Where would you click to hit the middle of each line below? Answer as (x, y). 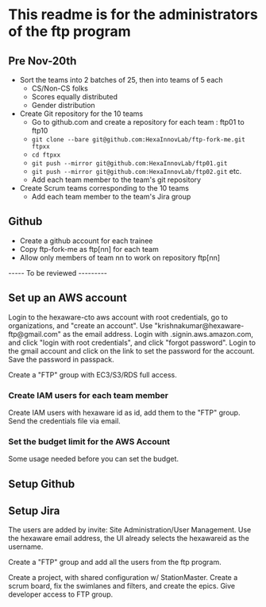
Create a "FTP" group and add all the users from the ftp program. (115, 563)
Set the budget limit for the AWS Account (89, 441)
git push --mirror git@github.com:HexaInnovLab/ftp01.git (129, 164)
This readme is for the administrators (133, 15)
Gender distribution (63, 105)
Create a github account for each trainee (86, 241)
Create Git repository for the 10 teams (81, 114)
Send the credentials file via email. (64, 421)
